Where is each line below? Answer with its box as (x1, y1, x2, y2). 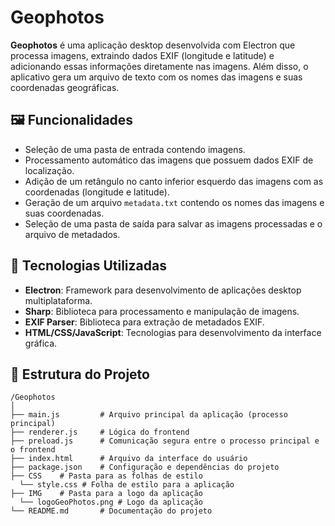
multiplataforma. (24, 294, 93, 306)
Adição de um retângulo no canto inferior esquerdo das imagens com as (24, 175, 324, 187)
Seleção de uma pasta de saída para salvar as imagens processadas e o (24, 217, 323, 230)
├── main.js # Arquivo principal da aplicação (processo (10, 410, 288, 420)
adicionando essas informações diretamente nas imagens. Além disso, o (10, 60, 309, 72)
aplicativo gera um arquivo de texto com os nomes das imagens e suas (10, 71, 303, 83)
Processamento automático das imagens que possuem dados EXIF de (24, 154, 314, 166)
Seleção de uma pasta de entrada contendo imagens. (24, 143, 246, 155)
